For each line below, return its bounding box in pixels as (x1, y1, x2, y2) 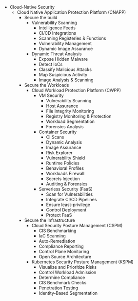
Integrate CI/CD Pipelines (46, 197, 97, 202)
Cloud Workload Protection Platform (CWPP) (31, 88, 121, 93)
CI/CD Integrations (39, 30, 77, 36)
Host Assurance (46, 103, 79, 109)
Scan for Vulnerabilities (46, 191, 93, 197)
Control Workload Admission (39, 269, 97, 275)
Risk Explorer (46, 150, 73, 156)
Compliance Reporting (39, 243, 84, 249)
